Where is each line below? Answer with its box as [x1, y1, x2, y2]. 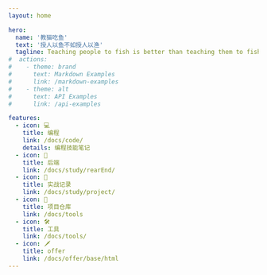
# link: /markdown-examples [8, 77, 119, 86]
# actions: [8, 56, 48, 64]
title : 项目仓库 [22, 203, 72, 211]
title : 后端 [22, 158, 60, 167]
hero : [8, 25, 26, 34]
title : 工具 [22, 225, 60, 233]
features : [8, 114, 41, 122]
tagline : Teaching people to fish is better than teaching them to [15, 48, 244, 56]
